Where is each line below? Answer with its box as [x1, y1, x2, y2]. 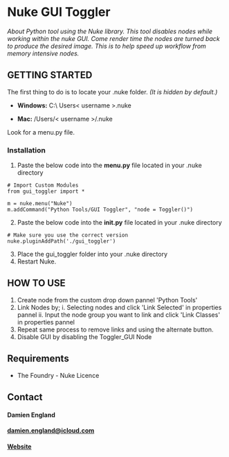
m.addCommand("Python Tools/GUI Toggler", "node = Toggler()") [7, 206, 194, 214]
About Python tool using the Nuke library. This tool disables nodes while [7, 27, 213, 35]
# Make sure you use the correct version [7, 232, 129, 239]
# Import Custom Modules [7, 182, 79, 189]
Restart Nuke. [17, 257, 57, 266]
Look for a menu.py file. [7, 128, 75, 136]
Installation [7, 145, 46, 155]
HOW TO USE [7, 277, 66, 289]
